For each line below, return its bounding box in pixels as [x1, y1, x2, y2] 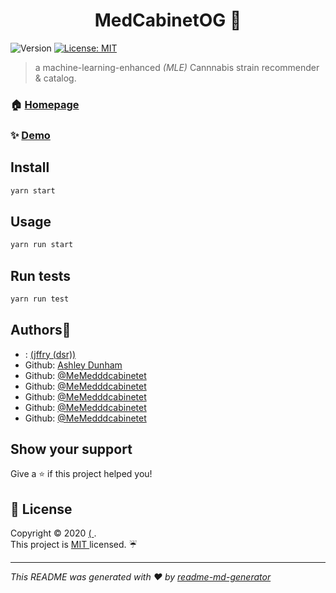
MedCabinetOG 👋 [94, 9, 242, 32]
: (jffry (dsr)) [24, 348, 77, 360]
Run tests [10, 267, 71, 284]
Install [10, 159, 50, 176]
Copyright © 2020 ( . [10, 527, 97, 539]
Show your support [10, 441, 133, 458]
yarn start [10, 185, 56, 196]
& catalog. [34, 72, 77, 84]
